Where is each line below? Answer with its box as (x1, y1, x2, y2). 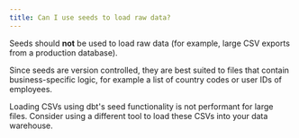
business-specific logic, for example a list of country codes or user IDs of (9, 73, 282, 85)
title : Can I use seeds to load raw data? (9, 13, 171, 22)
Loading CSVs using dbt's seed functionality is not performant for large (9, 100, 274, 112)
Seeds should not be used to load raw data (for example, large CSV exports (9, 38, 291, 48)
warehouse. (9, 120, 54, 131)
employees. (9, 83, 52, 94)
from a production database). (9, 47, 119, 58)
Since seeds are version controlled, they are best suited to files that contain (9, 65, 290, 75)
